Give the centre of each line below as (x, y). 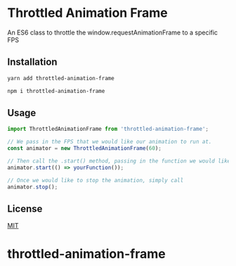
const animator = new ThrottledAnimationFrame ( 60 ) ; (84, 148)
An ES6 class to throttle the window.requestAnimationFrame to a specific (113, 32)
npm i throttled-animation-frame (56, 91)
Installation (32, 62)
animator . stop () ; (33, 187)
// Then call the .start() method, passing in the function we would (111, 161)
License (25, 209)
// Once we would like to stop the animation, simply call (96, 180)
